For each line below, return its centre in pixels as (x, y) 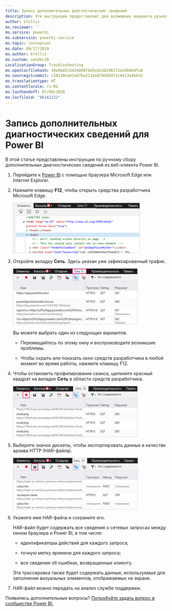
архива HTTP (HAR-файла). (42, 451)
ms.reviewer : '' (23, 27)
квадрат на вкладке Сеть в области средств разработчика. (78, 379)
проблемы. (33, 348)
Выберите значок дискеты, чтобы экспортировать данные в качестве (89, 445)
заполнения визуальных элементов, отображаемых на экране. (82, 578)
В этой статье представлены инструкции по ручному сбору (71, 159)
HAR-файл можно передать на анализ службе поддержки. (77, 588)
